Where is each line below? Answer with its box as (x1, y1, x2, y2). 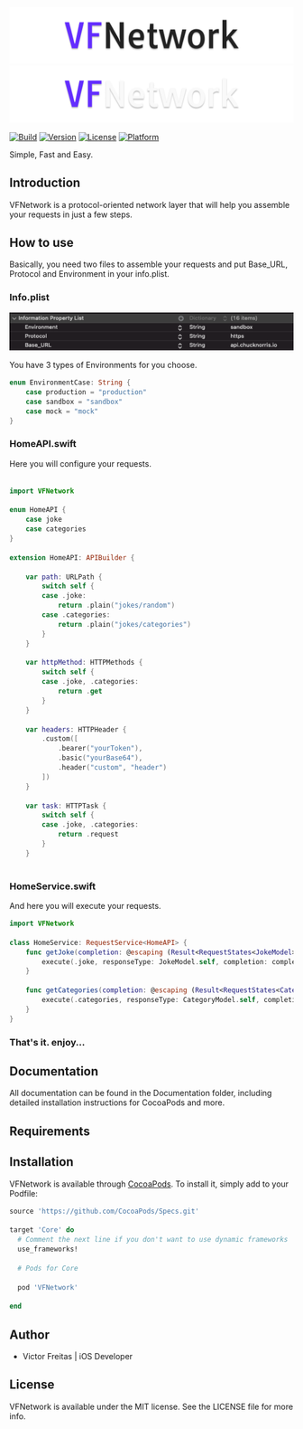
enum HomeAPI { (9, 506, 67, 515)
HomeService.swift (9, 880, 96, 893)
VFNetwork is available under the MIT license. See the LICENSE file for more (9, 1401, 294, 1412)
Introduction (9, 175, 81, 191)
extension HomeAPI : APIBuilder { (9, 553, 135, 563)
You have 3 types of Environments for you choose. (9, 360, 197, 371)
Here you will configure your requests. (9, 458, 151, 468)
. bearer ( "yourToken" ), (57, 744, 143, 753)
